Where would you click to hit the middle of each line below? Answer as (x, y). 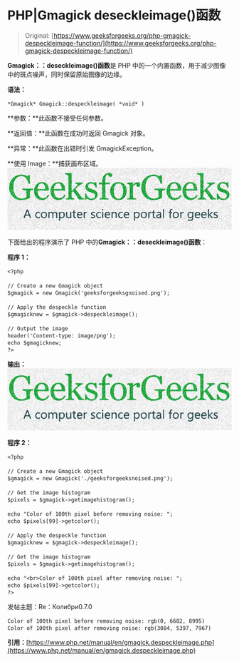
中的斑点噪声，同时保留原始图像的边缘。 (67, 74)
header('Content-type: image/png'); (62, 336)
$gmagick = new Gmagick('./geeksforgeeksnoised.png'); (90, 479)
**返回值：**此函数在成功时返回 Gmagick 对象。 (78, 133)
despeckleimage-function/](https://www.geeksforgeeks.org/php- (121, 43)
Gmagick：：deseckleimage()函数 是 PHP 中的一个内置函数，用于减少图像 (117, 65)
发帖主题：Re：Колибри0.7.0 (50, 607)
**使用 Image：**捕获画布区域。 (55, 163)
